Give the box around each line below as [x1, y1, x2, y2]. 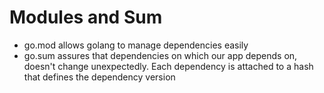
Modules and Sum [9, 6, 163, 29]
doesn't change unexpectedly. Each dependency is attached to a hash [23, 60, 314, 72]
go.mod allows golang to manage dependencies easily [23, 39, 249, 51]
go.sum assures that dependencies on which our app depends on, [23, 49, 298, 61]
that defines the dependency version [23, 71, 176, 83]
